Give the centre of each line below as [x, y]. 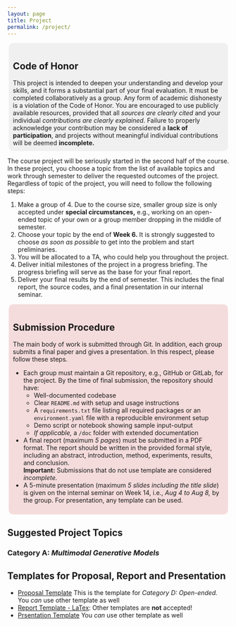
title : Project [30, 20]
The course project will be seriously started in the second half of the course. [118, 161]
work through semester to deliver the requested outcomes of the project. [113, 176]
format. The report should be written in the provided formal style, [118, 448]
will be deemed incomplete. [54, 143]
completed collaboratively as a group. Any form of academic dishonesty [118, 98]
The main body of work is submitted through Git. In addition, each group [118, 344]
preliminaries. [37, 250]
